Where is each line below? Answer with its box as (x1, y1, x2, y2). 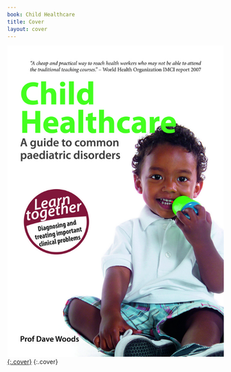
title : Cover (7, 18, 45, 25)
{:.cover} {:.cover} (7, 358, 58, 366)
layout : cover (7, 25, 48, 32)
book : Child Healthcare (7, 11, 76, 18)
